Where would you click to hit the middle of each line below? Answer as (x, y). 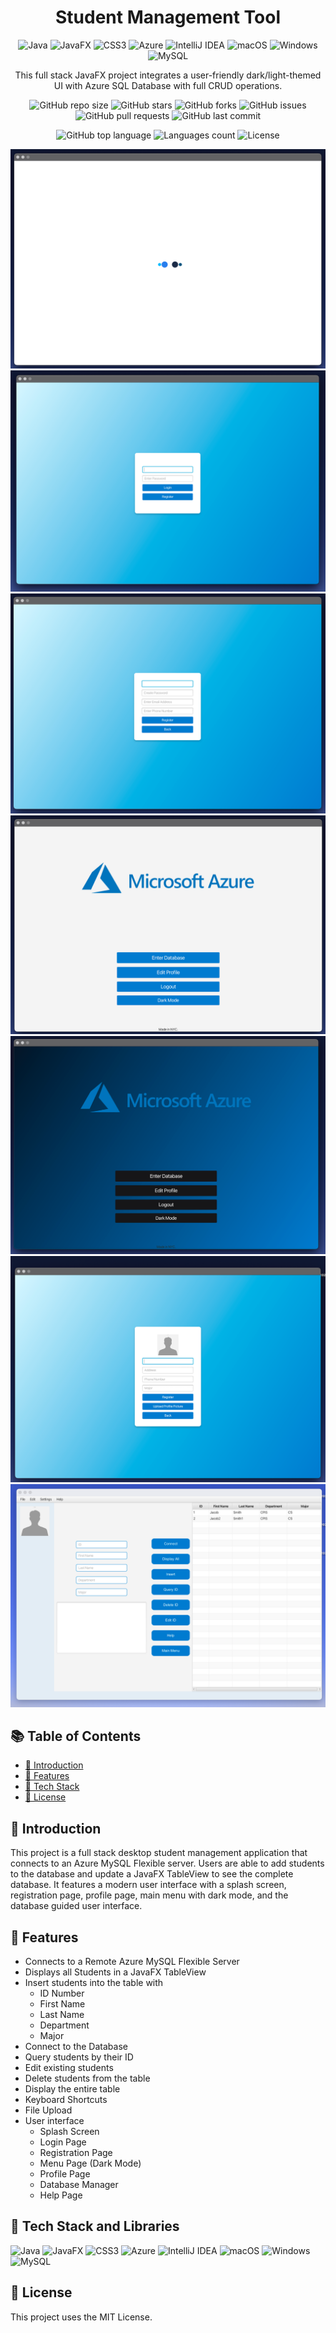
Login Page (63, 2142)
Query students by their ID (79, 2057)
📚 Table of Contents (76, 1736)
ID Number (62, 1993)
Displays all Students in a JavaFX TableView (115, 1972)
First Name (62, 2004)
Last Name (62, 2015)
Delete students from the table (87, 2078)
